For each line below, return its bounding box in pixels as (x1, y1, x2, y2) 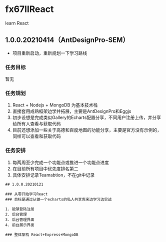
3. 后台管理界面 (5, 217, 34, 222)
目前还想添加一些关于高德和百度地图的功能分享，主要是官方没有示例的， (12, 127, 161, 133)
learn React (5, 20, 29, 26)
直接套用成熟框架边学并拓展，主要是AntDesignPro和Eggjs (12, 108, 131, 114)
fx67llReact (5, 3, 54, 15)
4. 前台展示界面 (5, 222, 34, 227)
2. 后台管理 (5, 211, 27, 217)
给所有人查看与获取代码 (12, 121, 61, 127)
